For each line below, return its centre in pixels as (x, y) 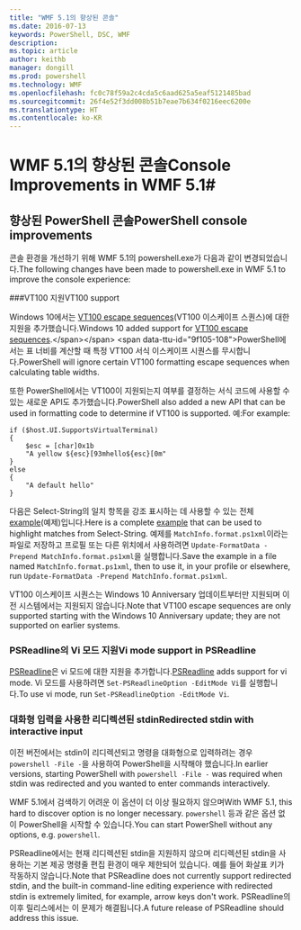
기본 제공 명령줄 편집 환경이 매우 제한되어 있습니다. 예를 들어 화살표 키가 (159, 864)
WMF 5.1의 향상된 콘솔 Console (120, 165)
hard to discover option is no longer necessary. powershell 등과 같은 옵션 (143, 813)
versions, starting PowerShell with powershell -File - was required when (146, 773)
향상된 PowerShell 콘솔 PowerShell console (128, 220)
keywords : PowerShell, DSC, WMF (70, 34)
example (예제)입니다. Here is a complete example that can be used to (136, 522)
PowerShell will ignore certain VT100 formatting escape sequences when (154, 362)
